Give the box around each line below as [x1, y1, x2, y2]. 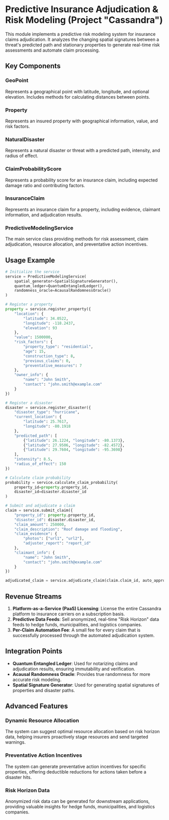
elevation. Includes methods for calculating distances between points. [5, 94, 150, 100]
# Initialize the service [5, 269, 59, 274]
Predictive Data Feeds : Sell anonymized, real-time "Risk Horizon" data [12, 616, 159, 622]
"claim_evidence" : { [14, 531, 57, 536]
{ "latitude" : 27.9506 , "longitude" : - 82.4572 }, [23, 442, 125, 448]
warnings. [5, 739, 26, 745]
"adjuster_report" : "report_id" [23, 541, 92, 546]
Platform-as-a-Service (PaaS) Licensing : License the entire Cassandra [12, 605, 161, 611]
